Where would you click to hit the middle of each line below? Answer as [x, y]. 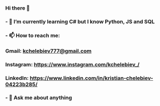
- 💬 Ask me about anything [39, 98]
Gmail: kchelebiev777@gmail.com [49, 51]
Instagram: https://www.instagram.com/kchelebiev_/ [72, 64]
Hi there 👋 [18, 8]
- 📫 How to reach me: [33, 35]
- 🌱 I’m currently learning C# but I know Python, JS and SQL [80, 21]
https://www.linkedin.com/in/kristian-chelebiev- [91, 78]
